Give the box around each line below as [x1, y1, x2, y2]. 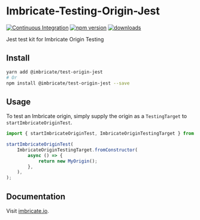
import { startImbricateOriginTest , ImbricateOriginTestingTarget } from [6, 131, 195, 137]
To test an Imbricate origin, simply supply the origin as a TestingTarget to [6, 113, 187, 120]
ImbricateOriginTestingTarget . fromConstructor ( [17, 147, 138, 153]
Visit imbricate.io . [6, 207, 49, 214]
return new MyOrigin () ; [38, 158, 98, 164]
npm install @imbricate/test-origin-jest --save [6, 80, 130, 86]
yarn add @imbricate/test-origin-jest [6, 69, 103, 75]
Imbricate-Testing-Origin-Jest [6, 4, 160, 18]
